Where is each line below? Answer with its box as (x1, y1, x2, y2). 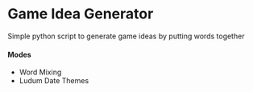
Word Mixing (19, 67, 62, 77)
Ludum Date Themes (19, 76, 89, 86)
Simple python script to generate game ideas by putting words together (7, 31, 245, 41)
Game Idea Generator (7, 5, 154, 23)
